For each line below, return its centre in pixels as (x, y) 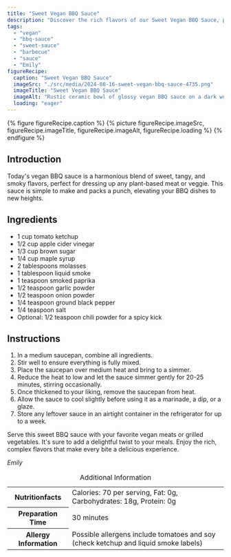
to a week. (32, 421)
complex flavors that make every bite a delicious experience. (93, 449)
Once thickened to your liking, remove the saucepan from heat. (107, 392)
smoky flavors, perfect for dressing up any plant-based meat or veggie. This (115, 183)
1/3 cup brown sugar (46, 251)
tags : (15, 26)
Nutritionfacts (38, 498)
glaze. (26, 407)
